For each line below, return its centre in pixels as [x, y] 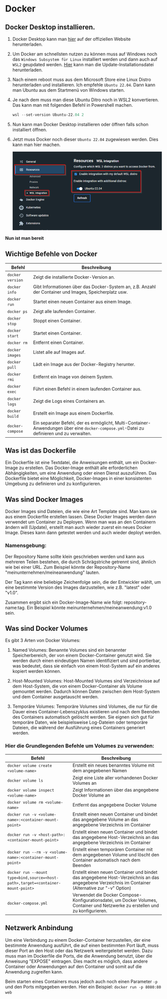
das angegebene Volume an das [105, 820]
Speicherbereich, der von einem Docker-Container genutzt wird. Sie [82, 656]
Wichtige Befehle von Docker [51, 254]
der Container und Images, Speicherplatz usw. [81, 292]
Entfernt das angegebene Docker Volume [115, 805]
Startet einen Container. [57, 333]
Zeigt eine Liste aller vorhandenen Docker [115, 778]
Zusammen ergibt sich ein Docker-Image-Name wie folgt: [64, 602]
